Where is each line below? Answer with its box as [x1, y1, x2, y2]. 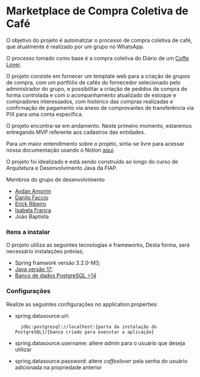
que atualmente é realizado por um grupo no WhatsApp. [6, 43, 144, 50]
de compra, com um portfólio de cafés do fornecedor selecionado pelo [6, 79, 181, 86]
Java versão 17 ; [14, 266, 54, 273]
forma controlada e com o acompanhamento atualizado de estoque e [6, 91, 177, 99]
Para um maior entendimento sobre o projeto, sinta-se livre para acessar [6, 140, 185, 147]
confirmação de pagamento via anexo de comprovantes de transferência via [6, 104, 194, 111]
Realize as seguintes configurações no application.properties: [6, 301, 158, 308]
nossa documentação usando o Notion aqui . [6, 146, 115, 154]
